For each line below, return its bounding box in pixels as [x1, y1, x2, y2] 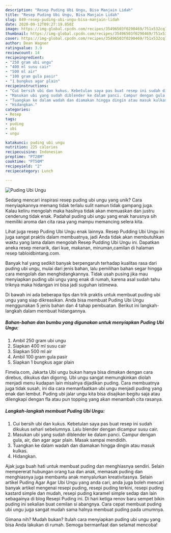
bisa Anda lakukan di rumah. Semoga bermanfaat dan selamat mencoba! [5, 522, 158, 528]
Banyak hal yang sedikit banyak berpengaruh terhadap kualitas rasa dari [5, 260, 157, 266]
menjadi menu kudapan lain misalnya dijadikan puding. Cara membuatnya [5, 380, 160, 386]
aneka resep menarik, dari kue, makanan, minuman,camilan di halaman [5, 244, 154, 250]
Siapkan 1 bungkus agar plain [12, 359, 74, 365]
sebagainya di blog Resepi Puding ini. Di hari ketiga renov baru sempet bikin [5, 496, 164, 502]
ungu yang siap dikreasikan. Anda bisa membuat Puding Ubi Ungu [5, 297, 144, 303]
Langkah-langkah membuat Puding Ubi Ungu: [5, 408, 105, 414]
